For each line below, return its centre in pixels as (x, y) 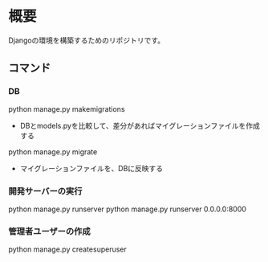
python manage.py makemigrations (67, 108)
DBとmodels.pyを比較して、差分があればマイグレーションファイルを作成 (140, 125)
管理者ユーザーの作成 (49, 231)
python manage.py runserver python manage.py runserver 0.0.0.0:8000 (128, 209)
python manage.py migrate (53, 151)
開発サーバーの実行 (45, 191)
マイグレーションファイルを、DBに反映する (91, 168)
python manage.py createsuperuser (67, 249)
